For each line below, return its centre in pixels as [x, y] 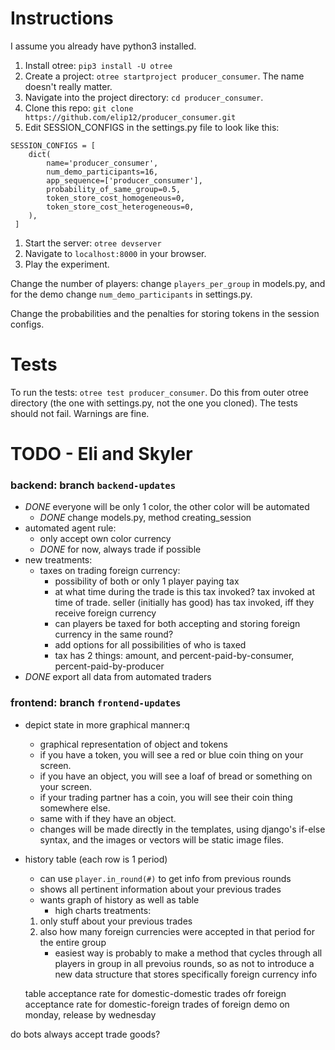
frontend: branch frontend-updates [96, 703]
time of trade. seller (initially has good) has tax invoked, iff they [184, 603]
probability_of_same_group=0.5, [114, 189]
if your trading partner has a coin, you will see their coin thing [166, 797]
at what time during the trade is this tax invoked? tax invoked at [185, 592]
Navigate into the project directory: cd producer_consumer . [144, 97]
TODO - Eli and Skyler [101, 454]
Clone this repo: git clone [79, 108]
